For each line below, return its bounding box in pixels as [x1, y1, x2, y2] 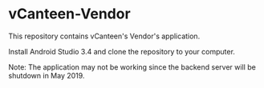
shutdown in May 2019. [8, 70, 85, 80]
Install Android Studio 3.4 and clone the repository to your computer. [8, 46, 235, 56]
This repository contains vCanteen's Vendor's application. [8, 31, 201, 41]
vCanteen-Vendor [8, 5, 131, 23]
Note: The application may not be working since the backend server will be [8, 62, 257, 72]
